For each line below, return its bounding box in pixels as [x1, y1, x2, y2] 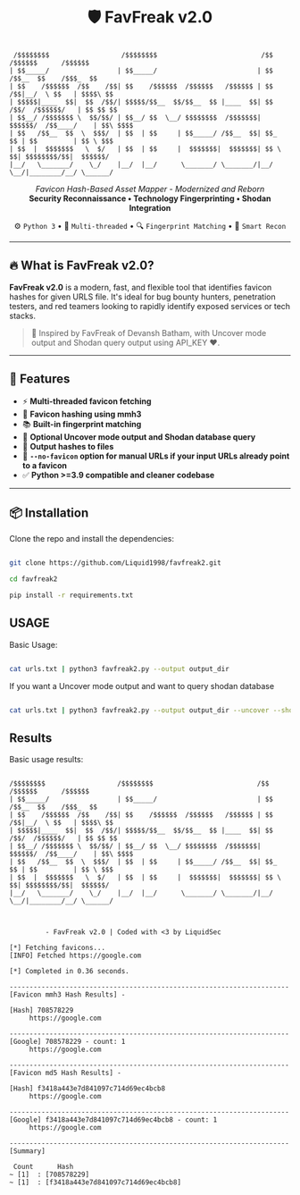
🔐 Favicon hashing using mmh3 [21, 408, 142, 419]
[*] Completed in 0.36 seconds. [9, 967, 129, 976]
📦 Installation [9, 505, 89, 520]
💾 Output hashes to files [21, 441, 114, 451]
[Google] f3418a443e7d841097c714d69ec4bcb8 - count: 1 [9, 1115, 218, 1124]
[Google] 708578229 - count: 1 [9, 1038, 126, 1047]
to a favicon [21, 459, 68, 470]
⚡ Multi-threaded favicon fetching [21, 395, 152, 407]
